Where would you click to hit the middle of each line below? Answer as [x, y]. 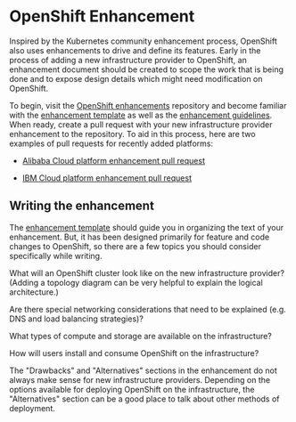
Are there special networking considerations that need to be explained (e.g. [148, 309]
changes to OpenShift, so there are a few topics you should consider [135, 246]
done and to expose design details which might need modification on [136, 78]
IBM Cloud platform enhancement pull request [107, 178]
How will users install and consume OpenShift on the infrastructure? [134, 353]
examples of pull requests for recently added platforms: [111, 143]
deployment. [32, 408]
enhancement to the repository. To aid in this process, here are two [132, 134]
